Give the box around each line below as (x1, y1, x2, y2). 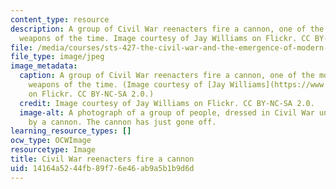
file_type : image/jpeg (10, 52, 105, 62)
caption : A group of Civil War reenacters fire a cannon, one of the (19, 71, 315, 81)
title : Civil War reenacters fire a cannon (10, 154, 195, 164)
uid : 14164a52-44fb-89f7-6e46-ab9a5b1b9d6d (10, 163, 195, 173)
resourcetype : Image (10, 145, 97, 155)
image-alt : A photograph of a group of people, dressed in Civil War (19, 107, 315, 118)
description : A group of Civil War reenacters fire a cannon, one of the (10, 24, 325, 34)
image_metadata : (10, 61, 78, 71)
